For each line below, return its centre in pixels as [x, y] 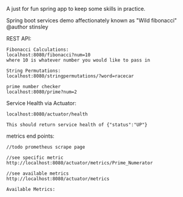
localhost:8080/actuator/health [47, 114]
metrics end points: [30, 136]
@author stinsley [27, 27]
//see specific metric [35, 158]
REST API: [19, 38]
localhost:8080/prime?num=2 [42, 92]
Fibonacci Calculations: [38, 50]
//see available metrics [38, 173]
